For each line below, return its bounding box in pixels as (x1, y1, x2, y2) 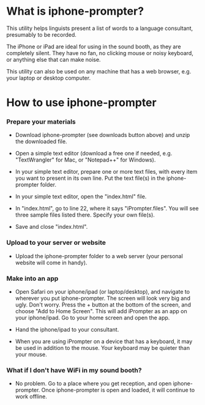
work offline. (15, 393, 47, 400)
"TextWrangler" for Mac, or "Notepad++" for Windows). (15, 156, 156, 163)
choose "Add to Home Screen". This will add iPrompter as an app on (15, 308, 188, 315)
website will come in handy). (15, 259, 88, 266)
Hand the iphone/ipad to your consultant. (15, 326, 119, 333)
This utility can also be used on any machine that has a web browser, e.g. (6, 67, 192, 75)
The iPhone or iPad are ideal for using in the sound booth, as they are (6, 43, 182, 50)
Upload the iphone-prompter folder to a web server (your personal (15, 252, 184, 259)
